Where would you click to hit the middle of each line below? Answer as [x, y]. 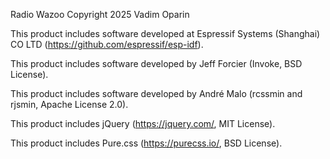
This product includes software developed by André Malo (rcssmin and [156, 93]
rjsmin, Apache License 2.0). [69, 104]
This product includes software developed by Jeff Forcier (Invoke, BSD [156, 63]
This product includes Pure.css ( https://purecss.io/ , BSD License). [146, 143]
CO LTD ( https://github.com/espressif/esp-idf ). [107, 44]
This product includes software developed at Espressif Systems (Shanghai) [165, 33]
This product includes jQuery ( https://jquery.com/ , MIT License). [143, 123]
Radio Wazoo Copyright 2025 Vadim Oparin [100, 14]
